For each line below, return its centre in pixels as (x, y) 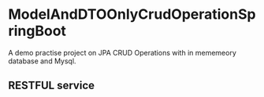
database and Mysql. (42, 61)
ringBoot (37, 31)
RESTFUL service (52, 86)
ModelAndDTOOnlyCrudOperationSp (132, 14)
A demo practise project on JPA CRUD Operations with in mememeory (122, 52)
